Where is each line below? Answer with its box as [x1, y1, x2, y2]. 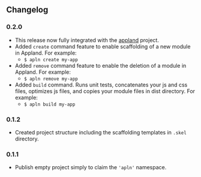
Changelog [6, 5, 49, 15]
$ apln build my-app [23, 101, 76, 107]
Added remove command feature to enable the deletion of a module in [14, 62, 187, 69]
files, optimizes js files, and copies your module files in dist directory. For [14, 87, 196, 95]
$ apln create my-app [23, 56, 78, 62]
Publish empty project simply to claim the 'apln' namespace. [14, 164, 167, 171]
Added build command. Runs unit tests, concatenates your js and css [14, 81, 188, 88]
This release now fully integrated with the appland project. [14, 36, 159, 44]
